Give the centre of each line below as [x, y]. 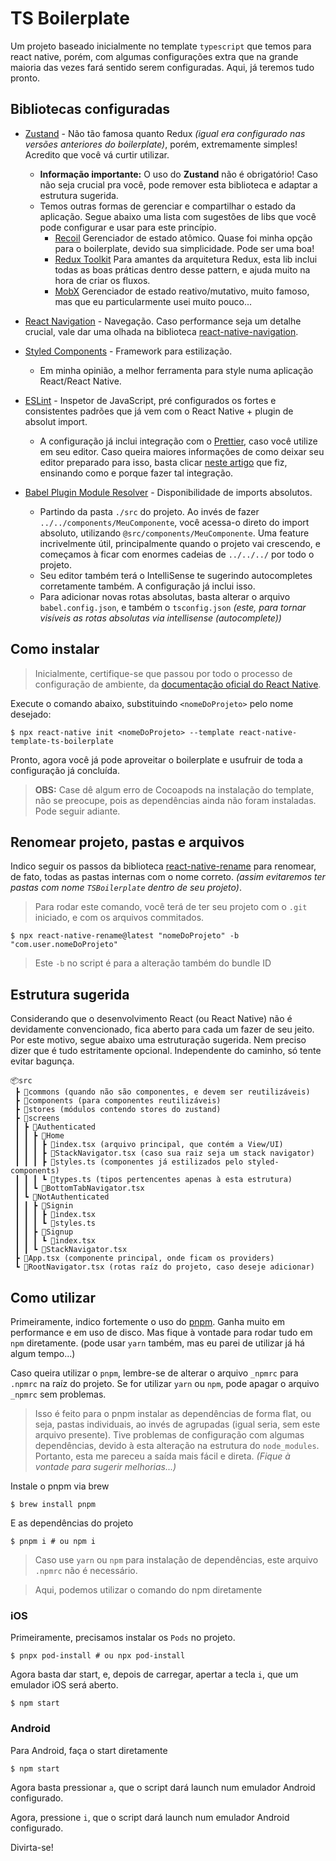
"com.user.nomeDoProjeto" [64, 945]
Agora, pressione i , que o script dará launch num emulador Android [150, 1817]
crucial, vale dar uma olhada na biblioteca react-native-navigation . [161, 331]
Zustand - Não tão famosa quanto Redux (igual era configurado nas [165, 133]
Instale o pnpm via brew [60, 1486]
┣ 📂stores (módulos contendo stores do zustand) [118, 1110]
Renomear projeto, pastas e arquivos [127, 842]
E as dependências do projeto [72, 1523]
